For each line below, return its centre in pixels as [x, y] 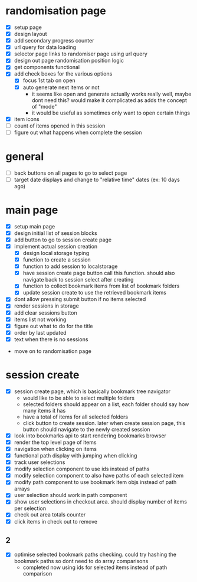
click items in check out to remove [56, 521]
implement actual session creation [56, 246]
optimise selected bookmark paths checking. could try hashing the [95, 555]
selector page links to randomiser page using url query [81, 54]
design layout [30, 34]
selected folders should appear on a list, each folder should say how [106, 404]
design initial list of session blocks [56, 233]
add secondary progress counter [54, 41]
